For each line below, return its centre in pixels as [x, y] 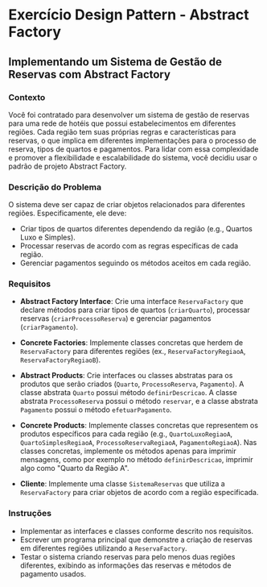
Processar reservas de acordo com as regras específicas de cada [129, 246]
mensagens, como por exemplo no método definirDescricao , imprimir [136, 460]
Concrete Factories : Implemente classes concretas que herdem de [131, 343]
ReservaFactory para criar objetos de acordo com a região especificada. [139, 493]
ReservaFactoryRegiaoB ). [60, 360]
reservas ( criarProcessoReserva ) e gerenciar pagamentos [115, 318]
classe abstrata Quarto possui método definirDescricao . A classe [128, 393]
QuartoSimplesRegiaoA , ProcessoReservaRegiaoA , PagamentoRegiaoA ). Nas [138, 443]
